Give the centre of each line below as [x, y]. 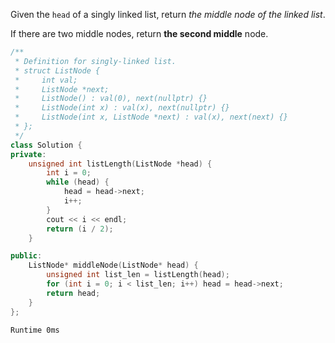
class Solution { [46, 145]
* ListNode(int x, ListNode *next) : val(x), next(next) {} [151, 117]
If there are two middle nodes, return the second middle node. [139, 33]
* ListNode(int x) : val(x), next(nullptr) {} [122, 108]
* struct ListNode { [57, 70]
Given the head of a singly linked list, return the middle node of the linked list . [168, 14]
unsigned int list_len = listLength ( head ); [138, 275]
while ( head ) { [78, 182]
